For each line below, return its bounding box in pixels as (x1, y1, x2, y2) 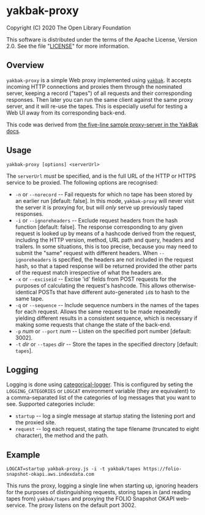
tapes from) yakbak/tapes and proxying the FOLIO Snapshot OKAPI (6, 495, 175, 503)
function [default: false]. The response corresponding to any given (15, 223, 184, 231)
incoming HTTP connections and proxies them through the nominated (6, 83, 182, 90)
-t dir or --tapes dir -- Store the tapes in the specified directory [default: (15, 340, 199, 348)
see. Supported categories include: (6, 400, 95, 408)
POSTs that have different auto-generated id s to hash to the (38, 288, 190, 296)
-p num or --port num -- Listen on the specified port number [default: (15, 327, 192, 335)
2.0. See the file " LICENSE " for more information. (6, 42, 130, 50)
